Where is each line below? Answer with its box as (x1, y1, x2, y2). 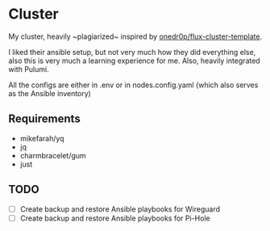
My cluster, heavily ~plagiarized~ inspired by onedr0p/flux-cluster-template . (8, 31, 263, 41)
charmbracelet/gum (19, 150, 86, 160)
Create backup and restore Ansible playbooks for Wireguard (19, 204, 220, 214)
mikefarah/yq (19, 133, 64, 143)
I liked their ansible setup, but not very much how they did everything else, (8, 47, 256, 57)
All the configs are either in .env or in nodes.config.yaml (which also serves (8, 80, 259, 90)
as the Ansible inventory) (8, 88, 91, 98)
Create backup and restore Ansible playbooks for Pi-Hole (19, 213, 211, 223)
